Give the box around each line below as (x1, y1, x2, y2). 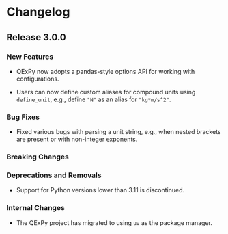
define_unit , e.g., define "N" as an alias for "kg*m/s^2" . (16, 95, 171, 103)
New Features (6, 52, 54, 62)
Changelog (6, 4, 70, 20)
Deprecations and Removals (6, 170, 102, 180)
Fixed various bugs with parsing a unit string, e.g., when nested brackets (16, 128, 221, 136)
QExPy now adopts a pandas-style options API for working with (16, 67, 195, 75)
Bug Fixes (6, 112, 40, 122)
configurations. (16, 75, 59, 83)
